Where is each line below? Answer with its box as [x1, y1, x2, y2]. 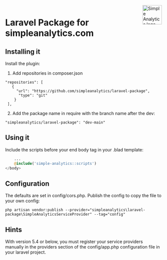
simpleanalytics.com [5, 27, 94, 39]
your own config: [5, 198, 40, 204]
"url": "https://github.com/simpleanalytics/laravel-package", [16, 89, 150, 94]
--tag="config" [94, 212, 126, 217]
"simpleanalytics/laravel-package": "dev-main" [5, 120, 106, 125]
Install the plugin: [5, 61, 41, 66]
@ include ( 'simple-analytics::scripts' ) [14, 161, 97, 166]
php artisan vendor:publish [5, 208, 64, 213]
